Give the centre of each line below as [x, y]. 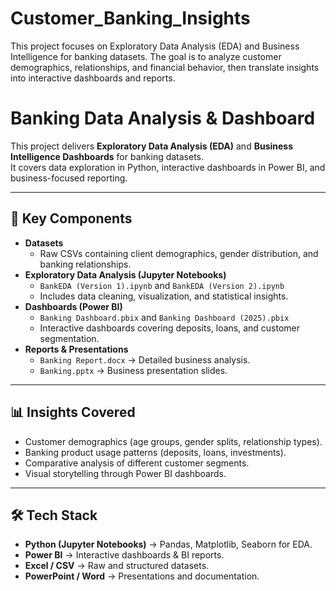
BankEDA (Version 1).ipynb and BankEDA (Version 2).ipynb [162, 285]
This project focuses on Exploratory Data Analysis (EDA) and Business [155, 46]
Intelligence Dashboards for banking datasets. [107, 156]
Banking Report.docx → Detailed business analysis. [145, 359]
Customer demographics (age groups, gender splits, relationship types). [173, 441]
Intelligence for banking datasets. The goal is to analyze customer [146, 56]
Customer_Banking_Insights [130, 18]
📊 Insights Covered [73, 412]
